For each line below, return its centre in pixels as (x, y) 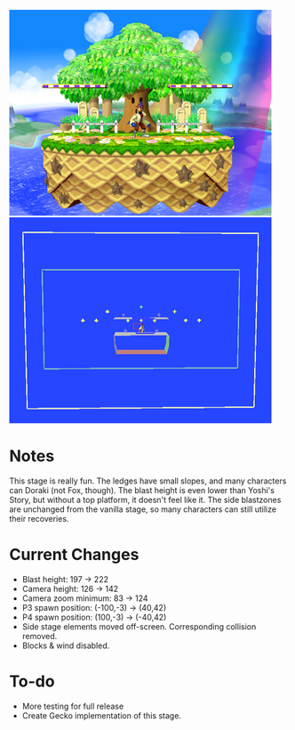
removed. (40, 636)
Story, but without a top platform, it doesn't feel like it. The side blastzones (145, 499)
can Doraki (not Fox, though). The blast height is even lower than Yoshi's (142, 490)
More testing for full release (73, 706)
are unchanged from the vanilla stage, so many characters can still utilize (143, 509)
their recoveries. (39, 518)
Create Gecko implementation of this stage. (102, 715)
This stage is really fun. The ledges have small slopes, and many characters (148, 481)
